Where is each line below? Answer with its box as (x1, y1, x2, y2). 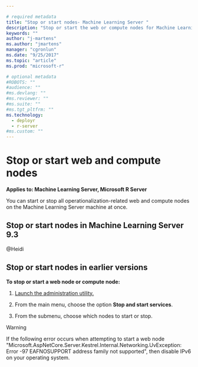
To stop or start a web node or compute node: (6, 278, 120, 285)
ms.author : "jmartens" (6, 41, 62, 47)
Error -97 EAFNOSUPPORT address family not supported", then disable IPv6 (6, 348, 192, 355)
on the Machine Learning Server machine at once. (6, 204, 128, 211)
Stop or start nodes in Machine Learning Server (6, 220, 184, 230)
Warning (6, 323, 27, 330)
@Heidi (6, 245, 24, 252)
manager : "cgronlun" (6, 47, 57, 53)
